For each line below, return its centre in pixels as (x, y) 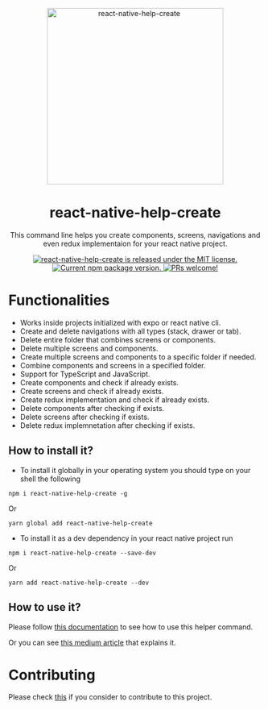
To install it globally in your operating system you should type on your (135, 470)
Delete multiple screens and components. (89, 348)
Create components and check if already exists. (99, 382)
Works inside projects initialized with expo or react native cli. (120, 322)
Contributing (52, 675)
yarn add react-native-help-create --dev (79, 583)
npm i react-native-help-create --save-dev (82, 553)
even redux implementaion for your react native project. (135, 243)
